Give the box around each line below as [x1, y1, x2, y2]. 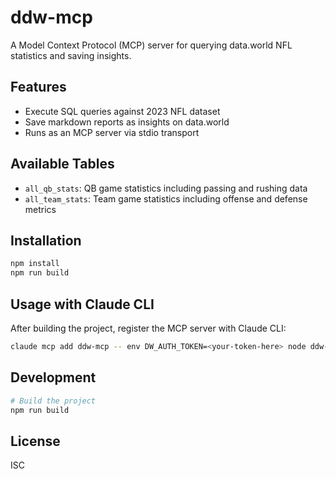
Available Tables [10, 156, 115, 173]
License [10, 432, 61, 450]
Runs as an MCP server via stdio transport [24, 126, 200, 138]
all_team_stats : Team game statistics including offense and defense [24, 192, 308, 205]
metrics [24, 203, 57, 215]
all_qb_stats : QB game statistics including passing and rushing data [24, 182, 308, 194]
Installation [10, 232, 82, 249]
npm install [10, 259, 60, 269]
